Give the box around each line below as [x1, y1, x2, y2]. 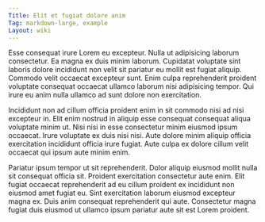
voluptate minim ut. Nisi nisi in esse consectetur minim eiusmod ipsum [8, 122, 238, 132]
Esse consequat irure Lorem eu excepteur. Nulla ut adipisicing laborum [8, 48, 240, 58]
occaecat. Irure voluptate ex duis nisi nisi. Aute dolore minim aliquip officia [8, 131, 252, 140]
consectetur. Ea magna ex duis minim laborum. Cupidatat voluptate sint [8, 56, 241, 66]
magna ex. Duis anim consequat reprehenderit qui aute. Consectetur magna [8, 197, 256, 206]
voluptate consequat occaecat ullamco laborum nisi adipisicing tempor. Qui [8, 82, 254, 91]
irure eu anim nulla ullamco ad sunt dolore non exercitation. [8, 90, 202, 100]
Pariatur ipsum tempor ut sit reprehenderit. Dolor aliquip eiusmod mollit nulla [8, 163, 258, 173]
